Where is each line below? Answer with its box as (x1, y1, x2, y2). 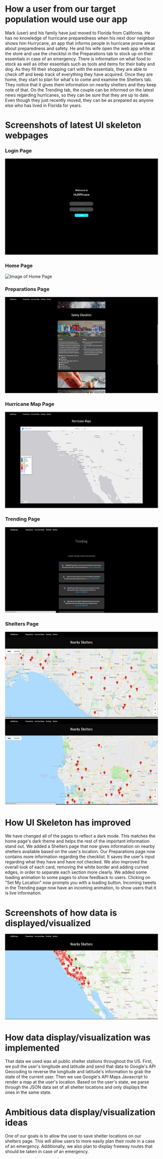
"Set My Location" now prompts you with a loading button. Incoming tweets (5, 879, 157, 886)
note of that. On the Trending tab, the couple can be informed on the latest (5, 87, 154, 93)
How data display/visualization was (5, 1032, 151, 1043)
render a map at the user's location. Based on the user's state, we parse (5, 1079, 149, 1085)
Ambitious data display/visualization (5, 1106, 156, 1118)
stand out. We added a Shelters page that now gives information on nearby (5, 843, 155, 849)
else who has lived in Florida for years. (5, 102, 82, 108)
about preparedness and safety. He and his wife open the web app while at (5, 45, 155, 51)
